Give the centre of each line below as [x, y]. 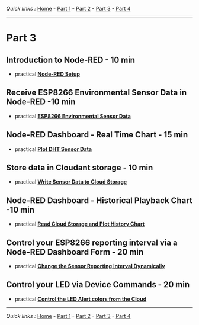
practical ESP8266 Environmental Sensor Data [73, 116]
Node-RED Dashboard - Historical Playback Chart [99, 200]
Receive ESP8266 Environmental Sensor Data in [97, 93]
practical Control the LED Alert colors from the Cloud [81, 299]
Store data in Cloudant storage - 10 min [80, 168]
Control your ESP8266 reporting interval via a [92, 242]
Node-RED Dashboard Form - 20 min [75, 252]
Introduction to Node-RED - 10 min [70, 59]
